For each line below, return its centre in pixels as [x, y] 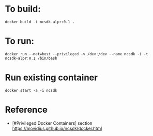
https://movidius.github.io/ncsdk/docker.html [57, 128]
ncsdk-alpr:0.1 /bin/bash [31, 58]
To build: [23, 9]
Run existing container [51, 77]
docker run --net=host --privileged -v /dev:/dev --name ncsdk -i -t [77, 54]
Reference [26, 110]
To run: [20, 41]
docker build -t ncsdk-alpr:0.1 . [40, 22]
